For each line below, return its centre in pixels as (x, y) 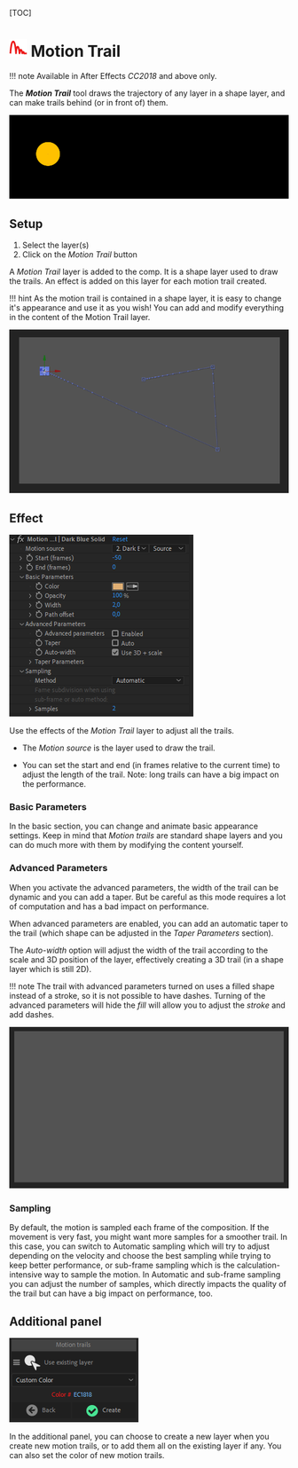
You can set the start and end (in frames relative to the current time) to (151, 765)
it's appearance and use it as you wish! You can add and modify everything (147, 307)
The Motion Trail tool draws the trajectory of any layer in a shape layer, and (147, 93)
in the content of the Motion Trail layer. (80, 317)
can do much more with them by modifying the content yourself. (126, 845)
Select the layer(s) (55, 245)
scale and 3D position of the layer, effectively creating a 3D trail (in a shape (146, 959)
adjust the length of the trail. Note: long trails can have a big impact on (150, 774)
